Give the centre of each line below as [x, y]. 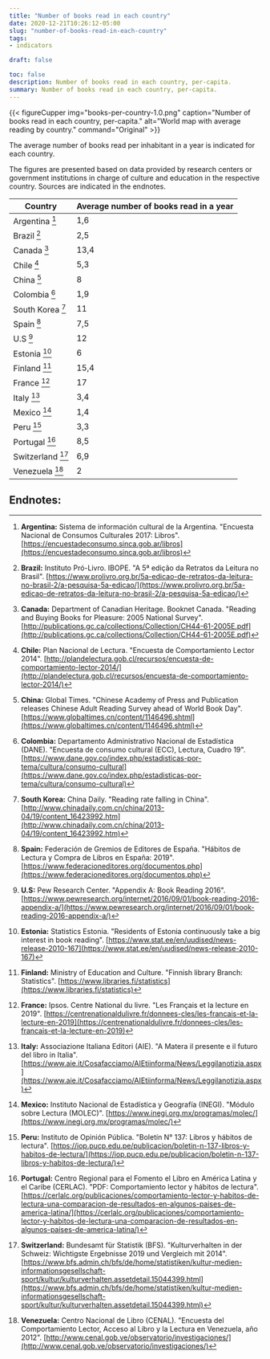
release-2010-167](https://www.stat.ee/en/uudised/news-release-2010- [139, 949]
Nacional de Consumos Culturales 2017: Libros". [100, 536]
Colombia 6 [34, 294]
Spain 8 [27, 323]
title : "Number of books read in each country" [90, 16]
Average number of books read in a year [155, 206]
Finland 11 [32, 367]
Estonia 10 [32, 353]
